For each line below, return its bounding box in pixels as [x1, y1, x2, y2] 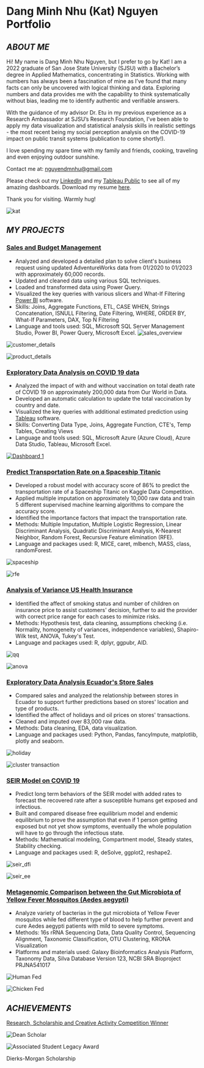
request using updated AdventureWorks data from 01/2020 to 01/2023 [15, 263, 192, 271]
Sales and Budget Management [6, 243, 101, 252]
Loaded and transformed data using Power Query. [15, 283, 142, 290]
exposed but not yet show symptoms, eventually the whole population [15, 823, 192, 830]
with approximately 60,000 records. [15, 270, 106, 278]
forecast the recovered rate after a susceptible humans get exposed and [15, 797, 198, 804]
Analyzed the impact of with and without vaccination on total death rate [15, 382, 195, 389]
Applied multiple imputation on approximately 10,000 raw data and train [15, 494, 195, 502]
